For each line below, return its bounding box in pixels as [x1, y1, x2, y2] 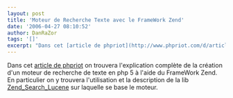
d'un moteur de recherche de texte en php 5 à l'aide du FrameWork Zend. [7, 68, 218, 77]
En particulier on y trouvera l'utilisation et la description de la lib [7, 76, 189, 84]
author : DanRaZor [7, 29, 58, 37]
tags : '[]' [7, 36, 39, 43]
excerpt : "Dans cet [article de [7, 42, 101, 49]
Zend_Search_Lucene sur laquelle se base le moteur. [7, 84, 158, 91]
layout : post [7, 10, 45, 17]
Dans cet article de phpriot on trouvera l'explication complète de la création [7, 61, 223, 69]
